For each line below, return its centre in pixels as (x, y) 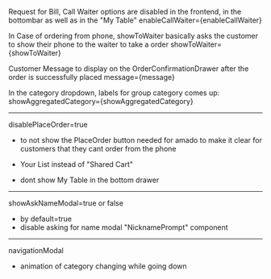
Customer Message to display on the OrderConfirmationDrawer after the (129, 69)
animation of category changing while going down (103, 266)
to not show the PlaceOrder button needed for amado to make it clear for (141, 140)
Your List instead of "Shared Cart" (77, 164)
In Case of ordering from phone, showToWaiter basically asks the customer (133, 36)
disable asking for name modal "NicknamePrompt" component (124, 227)
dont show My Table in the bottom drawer (90, 180)
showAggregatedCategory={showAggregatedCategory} (101, 101)
